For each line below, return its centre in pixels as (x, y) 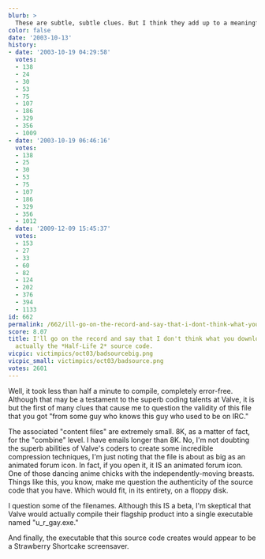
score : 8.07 (28, 332)
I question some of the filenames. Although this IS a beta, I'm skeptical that (130, 505)
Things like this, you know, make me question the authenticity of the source (131, 482)
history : (22, 45)
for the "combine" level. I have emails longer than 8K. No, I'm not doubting (129, 440)
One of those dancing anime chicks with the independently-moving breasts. (131, 473)
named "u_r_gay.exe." (43, 522)
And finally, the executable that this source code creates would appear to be (132, 538)
